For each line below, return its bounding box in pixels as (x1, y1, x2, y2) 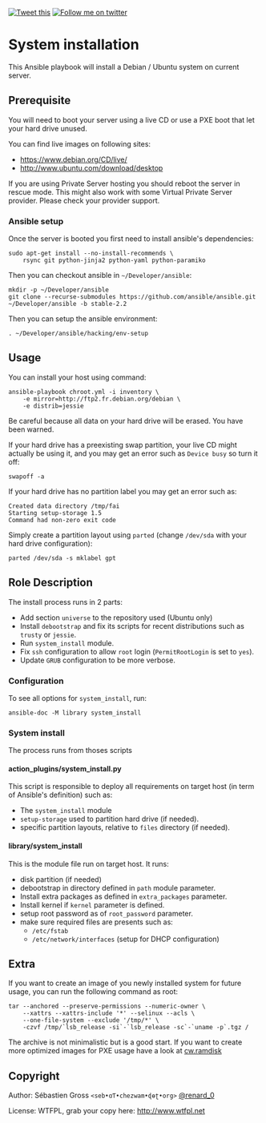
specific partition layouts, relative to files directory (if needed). (19, 823, 231, 832)
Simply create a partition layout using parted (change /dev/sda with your (8, 529, 247, 540)
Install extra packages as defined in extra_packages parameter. (19, 892, 228, 901)
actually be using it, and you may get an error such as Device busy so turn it (8, 449, 258, 458)
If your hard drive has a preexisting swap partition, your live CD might (8, 440, 238, 449)
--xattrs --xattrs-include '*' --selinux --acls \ (22, 1009, 195, 1017)
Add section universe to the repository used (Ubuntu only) (19, 613, 213, 622)
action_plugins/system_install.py (8, 763, 122, 773)
